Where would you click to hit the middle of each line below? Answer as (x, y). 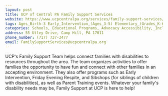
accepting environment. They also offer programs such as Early (71, 72)
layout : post (19, 10)
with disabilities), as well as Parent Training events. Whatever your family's (82, 83)
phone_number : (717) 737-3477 (37, 38)
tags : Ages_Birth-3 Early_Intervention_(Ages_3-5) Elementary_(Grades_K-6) (86, 24)
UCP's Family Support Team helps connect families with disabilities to (77, 56)
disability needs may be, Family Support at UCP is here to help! (70, 88)
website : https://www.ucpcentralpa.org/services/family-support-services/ (85, 19)
